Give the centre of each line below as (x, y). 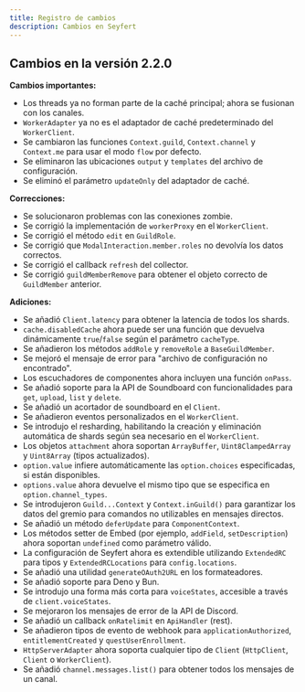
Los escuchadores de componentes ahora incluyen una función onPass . (157, 378)
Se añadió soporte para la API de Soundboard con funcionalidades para (158, 388)
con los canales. (53, 113)
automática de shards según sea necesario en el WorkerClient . (141, 436)
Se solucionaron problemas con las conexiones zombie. (127, 217)
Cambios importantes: (53, 85)
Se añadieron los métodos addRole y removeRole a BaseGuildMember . (148, 349)
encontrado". (47, 368)
